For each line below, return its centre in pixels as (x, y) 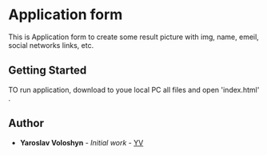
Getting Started (48, 71)
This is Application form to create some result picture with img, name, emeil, (134, 37)
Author (26, 123)
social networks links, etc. (51, 45)
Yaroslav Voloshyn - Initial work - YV (82, 142)
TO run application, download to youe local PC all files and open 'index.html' (134, 89)
